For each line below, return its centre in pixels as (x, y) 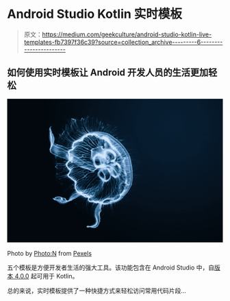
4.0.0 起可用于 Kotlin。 (47, 276)
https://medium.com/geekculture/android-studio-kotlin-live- (127, 34)
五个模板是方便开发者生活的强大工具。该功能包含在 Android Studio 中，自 (111, 267)
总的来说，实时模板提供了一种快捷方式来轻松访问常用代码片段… (97, 291)
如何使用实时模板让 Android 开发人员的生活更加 (108, 73)
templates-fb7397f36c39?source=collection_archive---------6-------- (123, 42)
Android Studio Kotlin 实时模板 (95, 14)
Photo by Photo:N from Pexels (50, 254)
